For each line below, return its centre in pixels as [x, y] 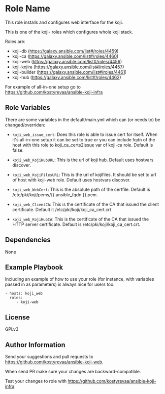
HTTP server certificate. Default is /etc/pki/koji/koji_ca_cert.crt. [76, 224]
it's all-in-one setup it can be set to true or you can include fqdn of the [83, 139]
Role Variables [28, 108]
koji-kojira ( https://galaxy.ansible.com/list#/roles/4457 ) [68, 67]
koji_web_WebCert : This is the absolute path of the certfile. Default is [81, 189]
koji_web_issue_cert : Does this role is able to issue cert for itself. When [85, 134]
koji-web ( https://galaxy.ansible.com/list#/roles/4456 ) [67, 61]
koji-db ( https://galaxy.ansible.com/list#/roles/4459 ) [66, 51]
